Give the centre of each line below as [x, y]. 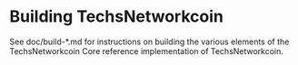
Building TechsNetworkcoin [117, 17]
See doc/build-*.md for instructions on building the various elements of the [149, 42]
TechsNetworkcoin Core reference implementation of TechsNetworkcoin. [147, 51]
